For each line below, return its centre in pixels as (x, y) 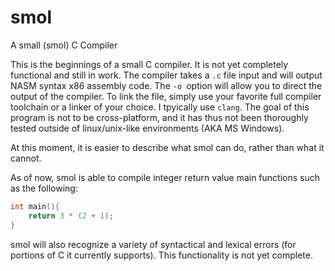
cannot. (26, 158)
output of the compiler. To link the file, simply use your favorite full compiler (166, 96)
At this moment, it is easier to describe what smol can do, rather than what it (167, 147)
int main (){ (35, 206)
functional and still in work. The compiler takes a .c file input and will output (166, 75)
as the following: (44, 188)
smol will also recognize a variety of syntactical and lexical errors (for (153, 244)
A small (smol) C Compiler (64, 45)
